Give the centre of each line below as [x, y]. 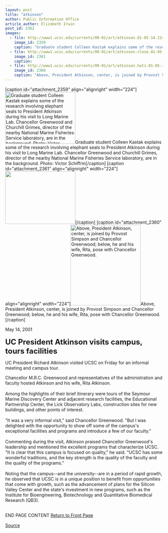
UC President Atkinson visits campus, [74, 342]
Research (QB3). [22, 500]
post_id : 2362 [20, 29]
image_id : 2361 [30, 56]
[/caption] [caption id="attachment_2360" [118, 222]
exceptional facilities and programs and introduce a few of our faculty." [78, 431]
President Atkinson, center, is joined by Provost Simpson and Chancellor [79, 309]
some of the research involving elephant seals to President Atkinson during [82, 147]
